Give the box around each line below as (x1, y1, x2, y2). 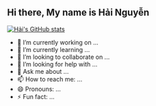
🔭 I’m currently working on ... (16, 38, 99, 47)
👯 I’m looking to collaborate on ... (16, 53, 110, 61)
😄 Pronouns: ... (16, 85, 62, 93)
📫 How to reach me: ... (16, 75, 83, 83)
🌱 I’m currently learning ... (16, 45, 90, 53)
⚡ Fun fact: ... (16, 92, 55, 101)
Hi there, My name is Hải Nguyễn (7, 7, 150, 18)
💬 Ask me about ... (16, 67, 69, 75)
